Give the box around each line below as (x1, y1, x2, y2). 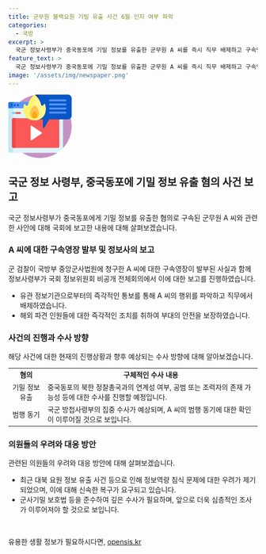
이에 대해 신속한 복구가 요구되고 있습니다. (49, 485, 177, 495)
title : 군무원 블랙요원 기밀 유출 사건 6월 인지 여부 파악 (8, 13, 174, 21)
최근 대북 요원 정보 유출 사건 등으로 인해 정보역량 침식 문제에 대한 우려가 (19, 476, 241, 485)
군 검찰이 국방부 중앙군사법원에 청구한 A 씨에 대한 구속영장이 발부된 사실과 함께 (8, 264, 252, 273)
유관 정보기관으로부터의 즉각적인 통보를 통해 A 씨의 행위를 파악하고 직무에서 (19, 290, 253, 300)
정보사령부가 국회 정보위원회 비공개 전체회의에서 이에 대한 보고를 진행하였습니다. (8, 273, 256, 283)
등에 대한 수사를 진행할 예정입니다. (62, 392, 168, 402)
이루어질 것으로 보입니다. (55, 415, 132, 424)
